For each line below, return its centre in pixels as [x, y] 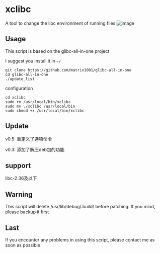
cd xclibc [16, 97]
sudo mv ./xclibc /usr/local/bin [40, 106]
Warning [19, 194]
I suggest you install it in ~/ [33, 61]
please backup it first [27, 212]
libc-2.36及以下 [21, 178]
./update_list [20, 79]
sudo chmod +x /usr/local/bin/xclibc [45, 111]
